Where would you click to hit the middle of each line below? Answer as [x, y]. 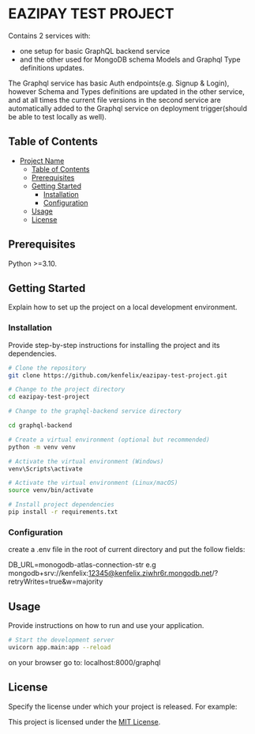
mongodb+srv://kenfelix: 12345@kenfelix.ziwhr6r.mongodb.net [110, 573]
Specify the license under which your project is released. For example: [123, 706]
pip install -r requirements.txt [63, 512]
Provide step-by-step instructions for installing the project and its [114, 345]
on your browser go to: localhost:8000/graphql [84, 662]
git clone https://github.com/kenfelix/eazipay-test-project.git [118, 375]
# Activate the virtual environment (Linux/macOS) [93, 483]
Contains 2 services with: [49, 36]
